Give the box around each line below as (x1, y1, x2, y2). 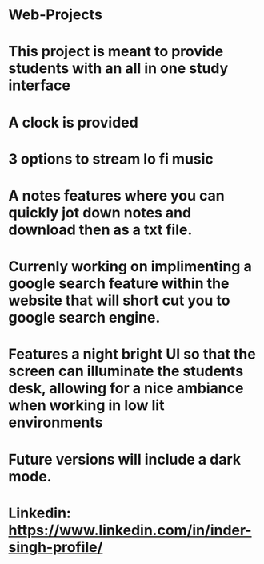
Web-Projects (8, 6, 102, 24)
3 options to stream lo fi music (8, 150, 214, 168)
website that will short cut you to (8, 291, 230, 310)
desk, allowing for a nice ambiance (8, 379, 244, 398)
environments (8, 413, 103, 432)
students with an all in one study (8, 59, 229, 78)
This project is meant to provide (8, 43, 224, 61)
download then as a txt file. (8, 221, 193, 238)
